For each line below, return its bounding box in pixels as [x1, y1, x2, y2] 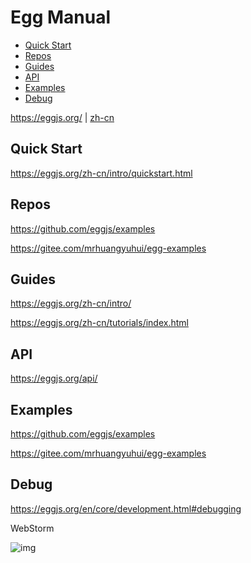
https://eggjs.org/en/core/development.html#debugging [10, 502, 242, 515]
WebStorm [10, 522, 55, 534]
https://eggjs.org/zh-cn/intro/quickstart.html [10, 167, 193, 179]
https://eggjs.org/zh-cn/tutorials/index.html [10, 317, 189, 329]
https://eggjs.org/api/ [10, 372, 98, 385]
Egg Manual [10, 6, 112, 29]
